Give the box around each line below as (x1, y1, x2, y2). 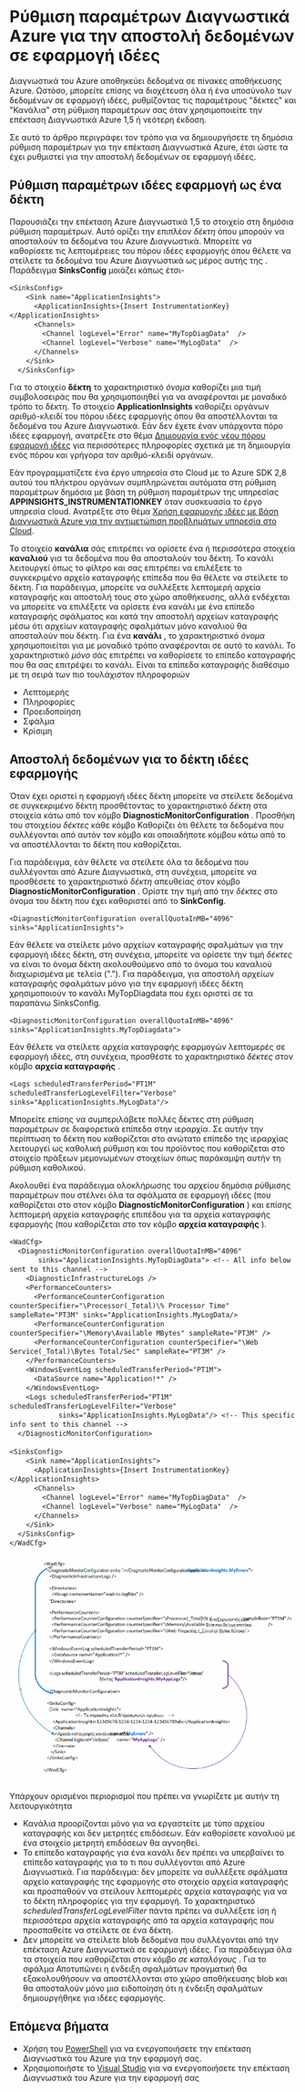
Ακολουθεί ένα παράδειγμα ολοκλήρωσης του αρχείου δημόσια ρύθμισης (9, 1180, 291, 1191)
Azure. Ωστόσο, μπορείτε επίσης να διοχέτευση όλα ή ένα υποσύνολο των (9, 85, 292, 96)
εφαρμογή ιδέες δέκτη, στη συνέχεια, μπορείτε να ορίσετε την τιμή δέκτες (9, 949, 293, 960)
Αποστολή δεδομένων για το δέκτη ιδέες (9, 752, 249, 767)
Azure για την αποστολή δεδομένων (9, 26, 295, 47)
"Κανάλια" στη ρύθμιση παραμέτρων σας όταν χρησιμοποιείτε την (9, 104, 263, 115)
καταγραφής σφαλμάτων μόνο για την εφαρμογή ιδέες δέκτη (9, 978, 244, 989)
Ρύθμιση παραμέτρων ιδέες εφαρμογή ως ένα (9, 178, 282, 193)
